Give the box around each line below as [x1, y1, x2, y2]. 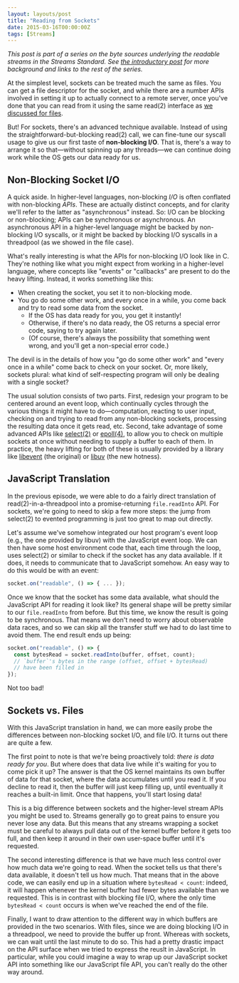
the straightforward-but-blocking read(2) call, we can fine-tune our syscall [7, 130, 226, 139]
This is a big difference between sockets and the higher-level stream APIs [7, 803, 224, 812]
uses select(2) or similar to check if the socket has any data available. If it [7, 551, 223, 559]
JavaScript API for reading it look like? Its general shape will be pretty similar [7, 600, 232, 609]
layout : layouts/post [7, 10, 72, 18]
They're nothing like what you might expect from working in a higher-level [7, 259, 224, 268]
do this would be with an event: [7, 566, 100, 574]
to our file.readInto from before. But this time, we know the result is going [7, 608, 229, 616]
